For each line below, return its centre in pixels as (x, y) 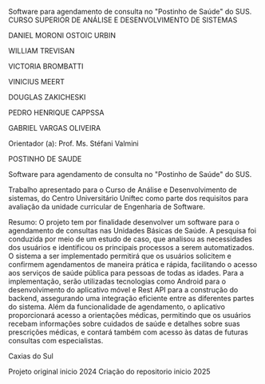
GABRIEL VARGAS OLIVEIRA (55, 128)
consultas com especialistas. (56, 341)
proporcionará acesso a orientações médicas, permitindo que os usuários (130, 315)
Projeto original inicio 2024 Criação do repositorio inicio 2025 (109, 371)
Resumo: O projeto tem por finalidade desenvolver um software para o (124, 222)
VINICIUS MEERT (37, 82)
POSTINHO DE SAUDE (45, 159)
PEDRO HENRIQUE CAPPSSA (56, 112)
